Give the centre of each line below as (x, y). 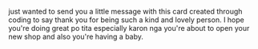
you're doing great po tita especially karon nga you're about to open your (129, 28)
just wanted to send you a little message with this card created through (125, 11)
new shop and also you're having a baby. (76, 36)
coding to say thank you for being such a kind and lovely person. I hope (126, 20)
